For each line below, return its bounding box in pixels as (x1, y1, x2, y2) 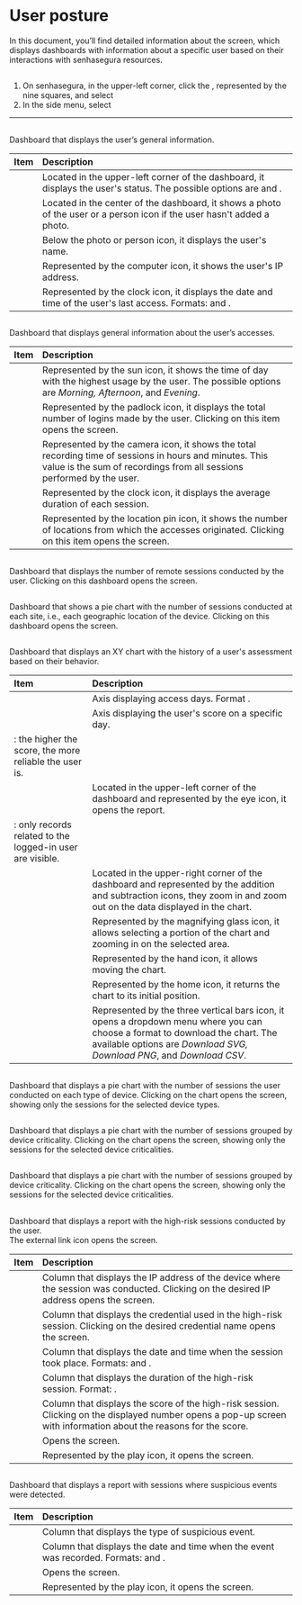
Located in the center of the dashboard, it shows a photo (41, 196, 281, 209)
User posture (9, 5, 110, 26)
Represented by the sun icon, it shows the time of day (41, 364, 269, 376)
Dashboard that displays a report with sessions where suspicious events (9, 1480, 278, 1491)
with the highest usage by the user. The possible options (41, 375, 281, 388)
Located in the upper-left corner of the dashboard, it (41, 170, 265, 183)
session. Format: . (41, 1383, 117, 1395)
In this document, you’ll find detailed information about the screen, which (9, 35, 280, 46)
